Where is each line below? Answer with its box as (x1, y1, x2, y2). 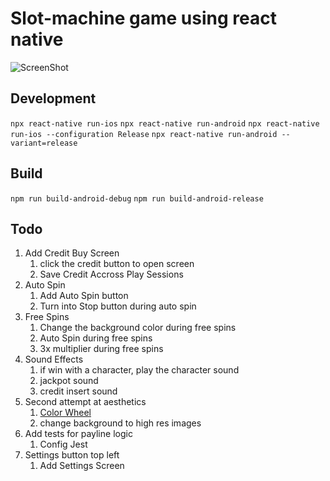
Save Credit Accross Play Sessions (39, 268, 184, 281)
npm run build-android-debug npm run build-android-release (10, 193, 264, 204)
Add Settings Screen (39, 460, 125, 472)
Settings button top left (24, 449, 120, 461)
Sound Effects (24, 353, 84, 366)
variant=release (10, 138, 78, 148)
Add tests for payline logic (24, 428, 133, 440)
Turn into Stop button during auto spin (39, 300, 197, 312)
